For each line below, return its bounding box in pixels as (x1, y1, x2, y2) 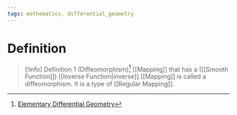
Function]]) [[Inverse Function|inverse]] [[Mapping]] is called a (24, 72, 207, 81)
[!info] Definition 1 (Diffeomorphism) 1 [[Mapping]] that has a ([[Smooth (24, 64, 229, 74)
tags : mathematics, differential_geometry (7, 10, 134, 18)
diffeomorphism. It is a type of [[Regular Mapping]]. (24, 80, 175, 88)
